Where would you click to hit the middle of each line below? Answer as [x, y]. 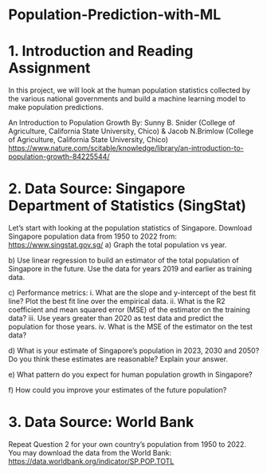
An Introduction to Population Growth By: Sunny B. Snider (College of [122, 123]
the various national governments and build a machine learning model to [127, 99]
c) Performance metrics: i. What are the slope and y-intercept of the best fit [132, 293]
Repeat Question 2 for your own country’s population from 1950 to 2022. [128, 444]
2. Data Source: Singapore [97, 189]
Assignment [49, 68]
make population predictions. [56, 107]
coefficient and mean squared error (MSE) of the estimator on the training [130, 310]
